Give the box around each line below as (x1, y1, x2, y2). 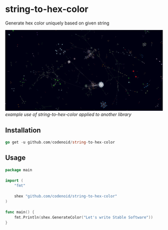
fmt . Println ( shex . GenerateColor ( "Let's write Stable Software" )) (14, 215, 153, 220)
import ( (5, 178, 23, 183)
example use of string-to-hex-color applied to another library (5, 111, 131, 118)
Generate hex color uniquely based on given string (5, 20, 109, 26)
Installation (5, 126, 41, 134)
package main (5, 167, 32, 173)
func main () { (5, 210, 35, 215)
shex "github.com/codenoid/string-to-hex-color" (14, 194, 117, 199)
